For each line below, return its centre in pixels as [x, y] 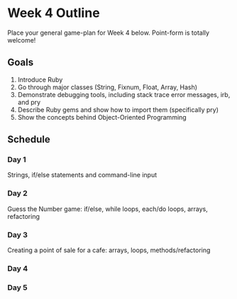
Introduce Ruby [40, 79]
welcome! [22, 40]
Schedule [29, 140]
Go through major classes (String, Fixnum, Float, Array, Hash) [107, 87]
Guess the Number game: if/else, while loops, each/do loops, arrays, [108, 209]
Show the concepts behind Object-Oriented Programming [102, 117]
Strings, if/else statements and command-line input [82, 175]
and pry [29, 102]
